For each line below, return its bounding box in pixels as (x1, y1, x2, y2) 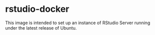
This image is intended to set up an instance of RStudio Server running (5, 20, 151, 26)
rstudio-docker (5, 3, 70, 15)
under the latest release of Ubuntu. (5, 25, 77, 31)
